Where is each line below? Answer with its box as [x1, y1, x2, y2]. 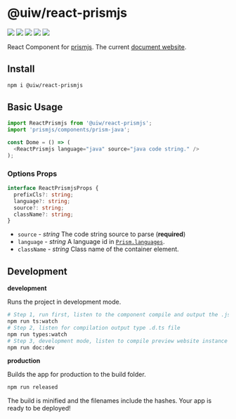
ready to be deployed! [7, 404, 72, 413]
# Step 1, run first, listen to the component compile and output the [7, 311, 218, 318]
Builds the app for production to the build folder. [7, 370, 146, 379]
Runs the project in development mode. [7, 297, 122, 307]
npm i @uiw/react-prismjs [7, 82, 83, 89]
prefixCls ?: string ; [13, 191, 74, 198]
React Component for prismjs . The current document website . [7, 42, 187, 51]
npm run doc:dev [7, 344, 55, 351]
